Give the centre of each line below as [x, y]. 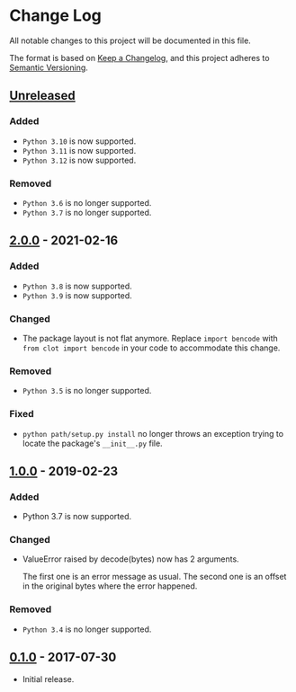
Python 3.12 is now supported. [79, 160]
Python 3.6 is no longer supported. [87, 202]
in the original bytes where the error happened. [110, 586]
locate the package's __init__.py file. [93, 443]
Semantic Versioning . [49, 67]
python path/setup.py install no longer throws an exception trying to [153, 433]
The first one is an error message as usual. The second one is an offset [154, 577]
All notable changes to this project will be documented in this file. [130, 40]
